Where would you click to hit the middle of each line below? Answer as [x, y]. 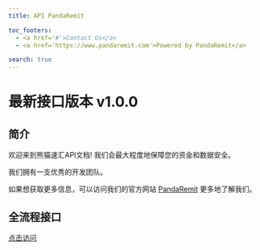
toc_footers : [30, 30]
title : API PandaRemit [46, 16]
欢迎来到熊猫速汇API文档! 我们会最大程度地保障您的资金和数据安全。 [122, 155]
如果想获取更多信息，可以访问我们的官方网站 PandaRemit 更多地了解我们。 [132, 189]
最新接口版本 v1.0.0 [73, 102]
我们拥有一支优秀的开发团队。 [58, 172]
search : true [30, 60]
